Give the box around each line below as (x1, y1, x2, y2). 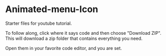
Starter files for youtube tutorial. (5, 20, 72, 26)
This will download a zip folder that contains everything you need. (5, 35, 143, 41)
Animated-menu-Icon (5, 4, 99, 15)
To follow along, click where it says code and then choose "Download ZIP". (5, 30, 162, 36)
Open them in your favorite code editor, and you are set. (5, 45, 122, 51)
